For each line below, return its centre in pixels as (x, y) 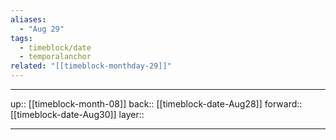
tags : (21, 38)
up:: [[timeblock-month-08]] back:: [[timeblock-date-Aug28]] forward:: (156, 104)
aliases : (28, 19)
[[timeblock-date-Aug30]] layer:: (77, 114)
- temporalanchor (55, 57)
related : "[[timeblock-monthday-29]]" (91, 66)
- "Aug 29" (42, 29)
